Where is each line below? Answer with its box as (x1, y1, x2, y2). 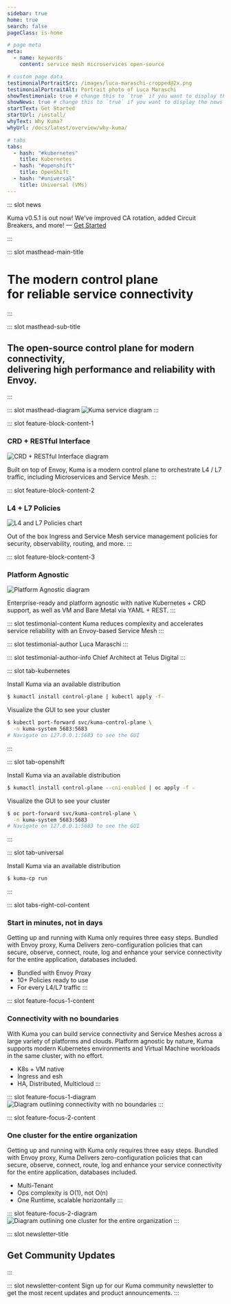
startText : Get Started (7, 105, 76, 112)
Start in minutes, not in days (7, 918, 103, 928)
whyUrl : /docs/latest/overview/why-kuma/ (7, 124, 128, 131)
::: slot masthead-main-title (7, 247, 84, 256)
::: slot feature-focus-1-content (7, 997, 95, 1005)
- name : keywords (13, 54, 63, 62)
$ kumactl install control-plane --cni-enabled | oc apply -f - (7, 784, 195, 791)
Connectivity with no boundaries (7, 1014, 119, 1024)
